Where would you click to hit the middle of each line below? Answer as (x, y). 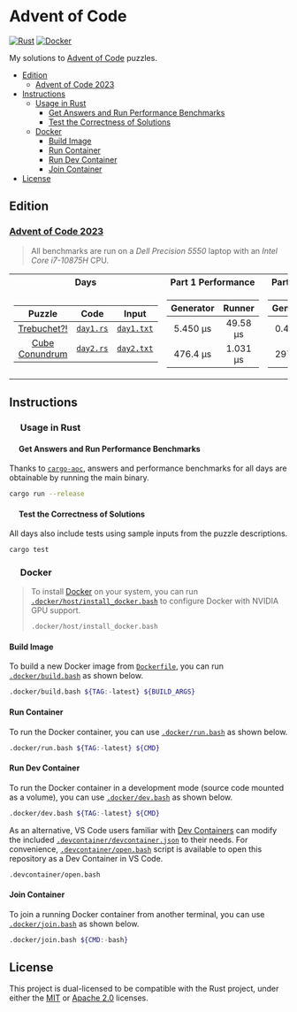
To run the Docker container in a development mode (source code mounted (147, 787)
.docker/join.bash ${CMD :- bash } (69, 939)
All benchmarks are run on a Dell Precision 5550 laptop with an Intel (154, 250)
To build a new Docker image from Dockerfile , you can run (116, 666)
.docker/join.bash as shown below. (74, 924)
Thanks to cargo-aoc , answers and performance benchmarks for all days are (148, 468)
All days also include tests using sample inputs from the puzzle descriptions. (148, 533)
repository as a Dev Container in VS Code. (86, 858)
